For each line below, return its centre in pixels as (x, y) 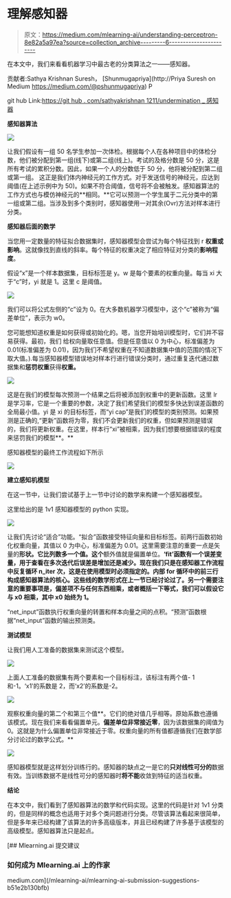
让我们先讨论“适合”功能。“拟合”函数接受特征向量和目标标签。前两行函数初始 (115, 537)
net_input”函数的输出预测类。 (58, 620)
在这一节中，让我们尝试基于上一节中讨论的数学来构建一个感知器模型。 (107, 495)
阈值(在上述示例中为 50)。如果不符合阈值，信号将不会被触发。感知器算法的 (113, 186)
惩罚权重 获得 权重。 (52, 367)
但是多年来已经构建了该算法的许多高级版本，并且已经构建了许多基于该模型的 (115, 822)
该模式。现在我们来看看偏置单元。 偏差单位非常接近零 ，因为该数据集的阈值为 (115, 722)
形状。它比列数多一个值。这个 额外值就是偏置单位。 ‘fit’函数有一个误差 (118, 554)
